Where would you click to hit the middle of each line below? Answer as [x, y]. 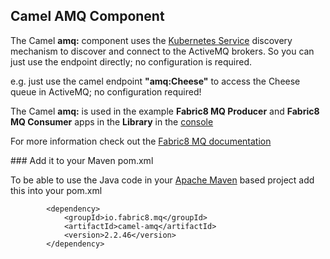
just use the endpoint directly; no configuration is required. [131, 61]
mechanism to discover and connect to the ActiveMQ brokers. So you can [162, 51]
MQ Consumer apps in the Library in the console [112, 121]
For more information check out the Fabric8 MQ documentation [141, 141]
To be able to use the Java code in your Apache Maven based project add [162, 180]
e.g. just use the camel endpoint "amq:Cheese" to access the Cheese [155, 81]
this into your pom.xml [56, 190]
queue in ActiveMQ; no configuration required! [106, 91]
